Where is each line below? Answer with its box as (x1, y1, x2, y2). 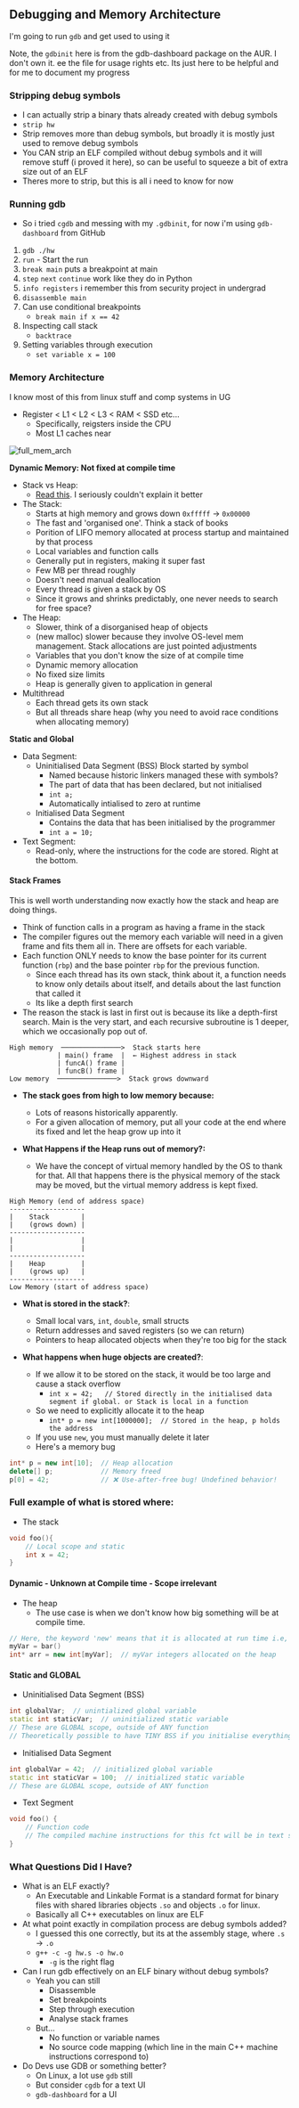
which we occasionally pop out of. (21, 1025, 149, 1036)
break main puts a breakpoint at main (21, 264, 158, 274)
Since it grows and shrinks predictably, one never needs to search (35, 592, 279, 604)
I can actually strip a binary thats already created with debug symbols (21, 110, 279, 120)
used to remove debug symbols (21, 138, 139, 149)
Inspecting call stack (21, 321, 99, 331)
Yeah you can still (35, 1975, 101, 1986)
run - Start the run (21, 254, 89, 266)
